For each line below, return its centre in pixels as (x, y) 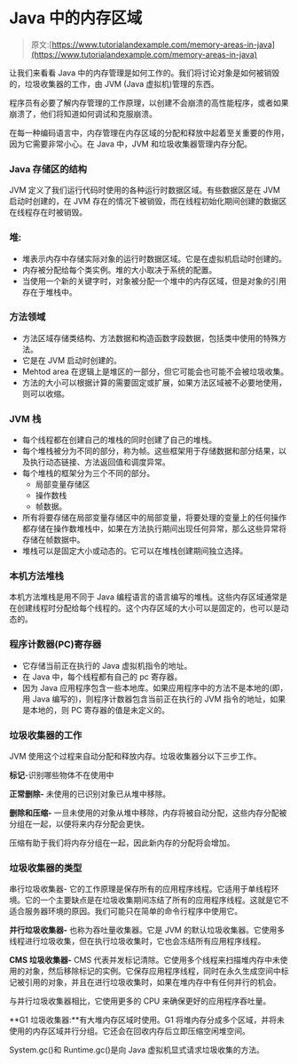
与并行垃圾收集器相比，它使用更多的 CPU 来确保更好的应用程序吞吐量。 (140, 1001)
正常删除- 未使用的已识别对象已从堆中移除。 (90, 794)
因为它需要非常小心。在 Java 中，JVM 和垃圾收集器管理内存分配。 (131, 144)
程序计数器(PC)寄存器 (55, 645)
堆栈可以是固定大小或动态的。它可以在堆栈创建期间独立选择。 (135, 551)
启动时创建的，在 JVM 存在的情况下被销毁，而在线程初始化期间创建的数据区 (148, 202)
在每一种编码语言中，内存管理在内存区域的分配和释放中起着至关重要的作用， (149, 132)
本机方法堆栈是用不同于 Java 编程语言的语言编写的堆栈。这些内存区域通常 (145, 597)
